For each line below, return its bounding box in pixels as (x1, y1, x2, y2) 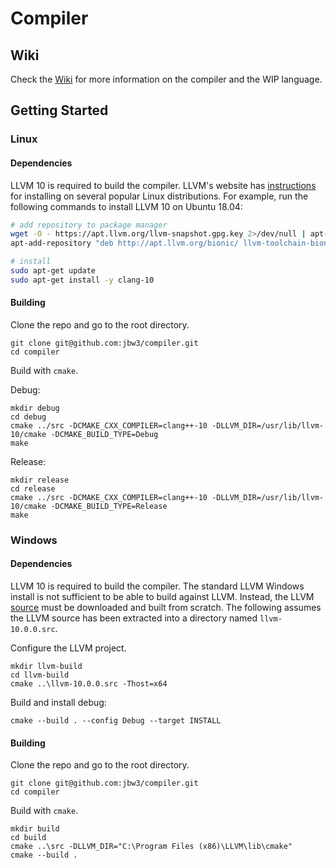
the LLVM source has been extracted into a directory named (10, 612, 258, 624)
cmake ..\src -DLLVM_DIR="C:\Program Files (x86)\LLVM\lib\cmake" (10, 842, 293, 852)
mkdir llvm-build (10, 662, 83, 672)
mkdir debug (10, 403, 60, 413)
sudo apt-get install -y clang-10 (10, 275, 155, 285)
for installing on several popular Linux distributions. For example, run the (10, 190, 309, 202)
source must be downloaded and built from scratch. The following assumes (10, 602, 322, 614)
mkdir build (10, 824, 60, 834)
